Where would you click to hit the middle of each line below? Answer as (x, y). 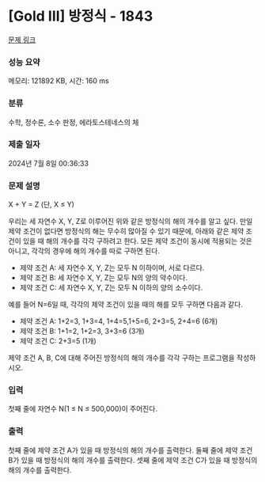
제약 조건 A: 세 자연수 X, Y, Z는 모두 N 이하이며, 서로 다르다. (112, 268)
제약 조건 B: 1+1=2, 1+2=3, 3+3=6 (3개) (82, 331)
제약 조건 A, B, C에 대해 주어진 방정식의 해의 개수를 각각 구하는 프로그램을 (121, 358)
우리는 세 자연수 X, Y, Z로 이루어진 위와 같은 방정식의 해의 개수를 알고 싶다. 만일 (131, 222)
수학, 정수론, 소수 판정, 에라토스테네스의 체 (74, 122)
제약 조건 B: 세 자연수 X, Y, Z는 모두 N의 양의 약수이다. (104, 278)
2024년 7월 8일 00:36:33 (49, 163)
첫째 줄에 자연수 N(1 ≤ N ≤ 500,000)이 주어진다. (83, 409)
